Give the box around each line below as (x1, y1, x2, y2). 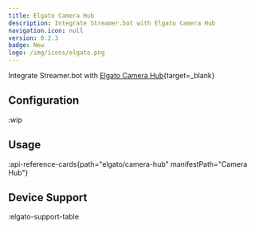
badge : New (8, 41, 45, 49)
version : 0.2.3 (8, 34, 59, 42)
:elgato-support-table (8, 212, 80, 222)
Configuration (8, 93, 80, 108)
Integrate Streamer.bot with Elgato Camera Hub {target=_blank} (8, 71, 215, 80)
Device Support (8, 191, 88, 204)
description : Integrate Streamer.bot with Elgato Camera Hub (8, 19, 216, 27)
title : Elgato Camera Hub (8, 11, 94, 20)
